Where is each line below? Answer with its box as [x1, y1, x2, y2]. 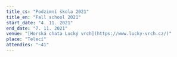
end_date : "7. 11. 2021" [6, 25, 68, 31]
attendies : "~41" [6, 42, 49, 48]
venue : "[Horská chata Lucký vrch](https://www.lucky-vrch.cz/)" [6, 31, 172, 37]
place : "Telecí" [6, 36, 46, 42]
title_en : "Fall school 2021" [6, 14, 82, 20]
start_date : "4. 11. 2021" [6, 20, 73, 26]
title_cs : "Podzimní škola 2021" [6, 8, 89, 15]
